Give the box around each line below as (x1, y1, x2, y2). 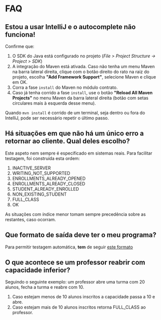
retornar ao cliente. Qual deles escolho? (5, 137, 130, 146)
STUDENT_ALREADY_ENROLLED (12, 186, 79, 192)
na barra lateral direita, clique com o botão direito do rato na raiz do (12, 69, 150, 75)
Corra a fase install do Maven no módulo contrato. (12, 84, 118, 90)
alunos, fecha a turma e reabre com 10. (5, 284, 85, 290)
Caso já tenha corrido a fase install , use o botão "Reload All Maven (12, 90, 153, 95)
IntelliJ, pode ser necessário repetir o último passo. (5, 115, 109, 121)
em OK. (12, 80, 28, 85)
